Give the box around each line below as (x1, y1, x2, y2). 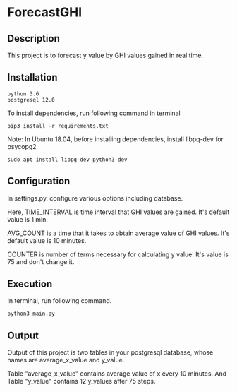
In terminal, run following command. (7, 297, 112, 305)
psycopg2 (7, 142, 37, 150)
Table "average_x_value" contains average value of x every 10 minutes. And (7, 369, 227, 378)
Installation (7, 71, 58, 83)
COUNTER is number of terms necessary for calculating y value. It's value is (7, 250, 229, 259)
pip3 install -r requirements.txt (7, 122, 109, 129)
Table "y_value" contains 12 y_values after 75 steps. (7, 377, 156, 386)
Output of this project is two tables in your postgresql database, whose (7, 348, 214, 357)
